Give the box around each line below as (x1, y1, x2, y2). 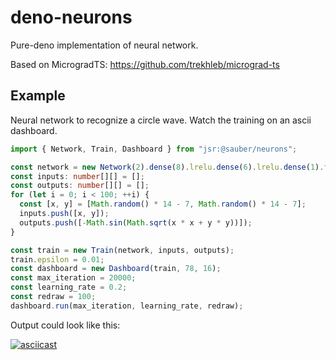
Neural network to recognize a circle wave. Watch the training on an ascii (10, 114, 312, 126)
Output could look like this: (10, 319, 121, 331)
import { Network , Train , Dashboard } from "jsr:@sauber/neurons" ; (10, 144, 298, 154)
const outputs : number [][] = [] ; (10, 181, 150, 191)
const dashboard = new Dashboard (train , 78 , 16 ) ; (10, 264, 222, 274)
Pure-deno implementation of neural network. (10, 39, 199, 51)
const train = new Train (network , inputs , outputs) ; (10, 245, 235, 255)
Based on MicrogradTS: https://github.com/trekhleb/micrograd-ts (10, 58, 280, 70)
